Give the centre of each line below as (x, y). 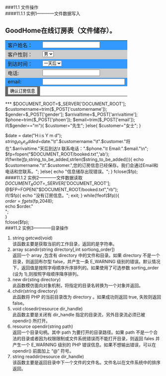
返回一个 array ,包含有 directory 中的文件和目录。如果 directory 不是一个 (86, 255)
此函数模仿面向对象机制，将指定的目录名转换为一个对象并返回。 (78, 286)
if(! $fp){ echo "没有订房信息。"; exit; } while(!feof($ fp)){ (62, 196)
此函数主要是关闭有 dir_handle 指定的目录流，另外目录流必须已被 (79, 315)
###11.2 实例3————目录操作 (37, 228)
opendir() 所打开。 (31, 321)
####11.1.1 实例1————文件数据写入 (43, 13)
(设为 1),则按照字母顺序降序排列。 (46, 274)
